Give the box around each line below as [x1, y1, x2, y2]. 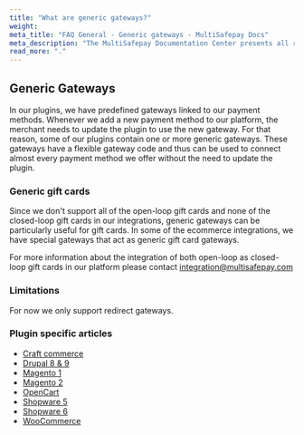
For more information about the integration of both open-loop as [9, 252, 249, 263]
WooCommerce [22, 415, 81, 426]
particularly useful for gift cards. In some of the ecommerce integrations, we [9, 225, 294, 236]
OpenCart [22, 386, 60, 397]
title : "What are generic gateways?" [9, 13, 152, 23]
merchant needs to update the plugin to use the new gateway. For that [9, 123, 271, 134]
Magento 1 [22, 367, 62, 378]
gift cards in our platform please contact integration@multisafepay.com [27, 262, 294, 273]
